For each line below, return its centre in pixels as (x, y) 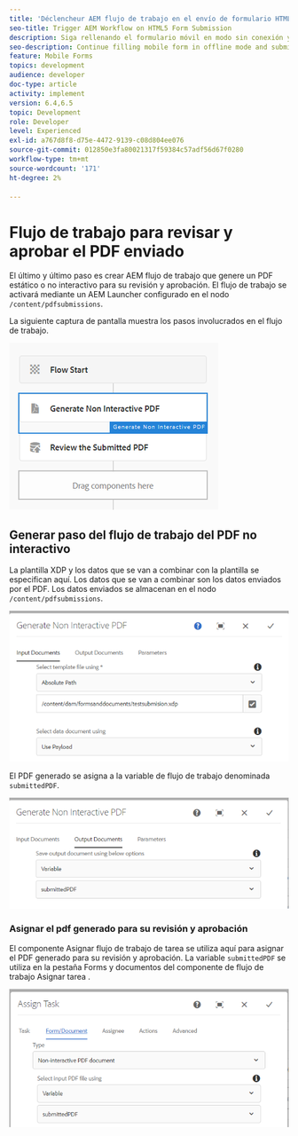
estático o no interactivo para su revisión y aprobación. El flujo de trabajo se (148, 285)
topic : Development (45, 112)
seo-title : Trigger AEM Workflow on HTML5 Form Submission (121, 28)
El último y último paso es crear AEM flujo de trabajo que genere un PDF (141, 276)
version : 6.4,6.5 (41, 103)
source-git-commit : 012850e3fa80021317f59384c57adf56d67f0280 (126, 150)
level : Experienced (45, 131)
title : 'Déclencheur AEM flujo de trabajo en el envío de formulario (141, 19)
